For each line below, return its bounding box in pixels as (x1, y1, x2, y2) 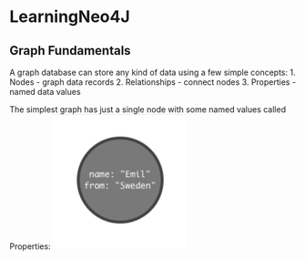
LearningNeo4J (9, 6, 130, 27)
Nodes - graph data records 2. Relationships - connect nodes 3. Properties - (9, 77, 297, 88)
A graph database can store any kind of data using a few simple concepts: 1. (9, 67, 296, 78)
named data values (9, 87, 81, 97)
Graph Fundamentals (9, 43, 131, 58)
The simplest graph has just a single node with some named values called (9, 104, 287, 115)
